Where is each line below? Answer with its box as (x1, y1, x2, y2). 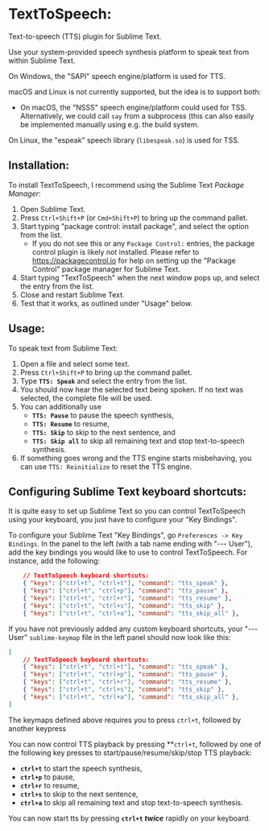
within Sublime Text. (8, 56, 76, 65)
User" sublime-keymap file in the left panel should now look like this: (8, 632, 231, 642)
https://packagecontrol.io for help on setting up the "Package (31, 256, 236, 265)
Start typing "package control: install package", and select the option (19, 221, 250, 231)
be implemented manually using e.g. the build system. (19, 119, 200, 129)
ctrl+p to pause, (19, 771, 75, 782)
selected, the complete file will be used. (19, 393, 153, 403)
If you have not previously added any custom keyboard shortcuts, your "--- (8, 624, 259, 634)
